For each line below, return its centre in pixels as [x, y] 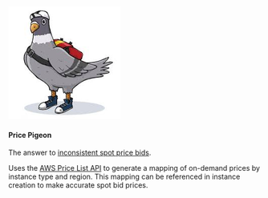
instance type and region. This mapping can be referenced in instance [124, 177]
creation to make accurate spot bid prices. [78, 185]
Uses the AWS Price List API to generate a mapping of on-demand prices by [134, 168]
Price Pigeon [30, 135]
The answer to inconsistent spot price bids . [80, 153]
